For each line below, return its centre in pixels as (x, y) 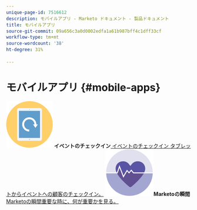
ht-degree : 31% (25, 50)
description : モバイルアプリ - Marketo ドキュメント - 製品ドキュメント (88, 19)
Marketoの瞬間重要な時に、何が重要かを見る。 (62, 201)
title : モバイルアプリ (31, 25)
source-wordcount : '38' (35, 44)
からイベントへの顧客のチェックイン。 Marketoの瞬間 (100, 194)
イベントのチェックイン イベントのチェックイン (111, 146)
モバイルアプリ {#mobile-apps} (83, 87)
